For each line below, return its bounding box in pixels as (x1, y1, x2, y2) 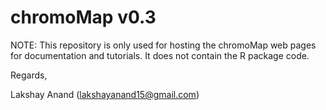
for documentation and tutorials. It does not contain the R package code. (10, 49, 310, 61)
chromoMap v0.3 (10, 6, 157, 29)
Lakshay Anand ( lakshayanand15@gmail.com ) (10, 88, 200, 100)
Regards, (10, 69, 48, 81)
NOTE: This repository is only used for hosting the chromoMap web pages (10, 39, 317, 51)
